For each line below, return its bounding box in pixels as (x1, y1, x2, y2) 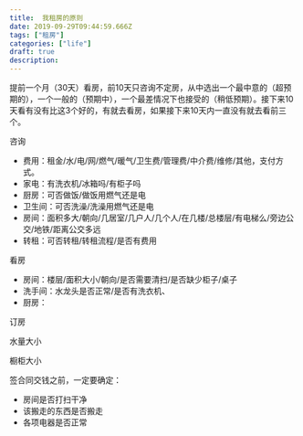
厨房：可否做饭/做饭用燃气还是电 (22, 189, 146, 200)
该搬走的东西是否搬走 (22, 406, 103, 416)
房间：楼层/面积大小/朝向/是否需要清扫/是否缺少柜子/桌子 (22, 274, 238, 284)
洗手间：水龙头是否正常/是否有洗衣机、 (22, 285, 171, 296)
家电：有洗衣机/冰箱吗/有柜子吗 (22, 178, 141, 188)
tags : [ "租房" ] (9, 30, 65, 39)
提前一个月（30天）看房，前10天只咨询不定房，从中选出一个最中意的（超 (9, 82, 285, 92)
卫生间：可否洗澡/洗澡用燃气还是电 (22, 201, 154, 211)
